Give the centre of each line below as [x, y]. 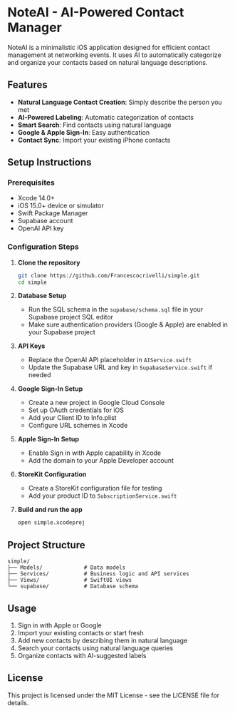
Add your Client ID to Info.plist [72, 418]
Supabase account [45, 221]
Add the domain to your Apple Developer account [101, 461]
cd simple [32, 282]
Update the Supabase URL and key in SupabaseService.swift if [120, 367]
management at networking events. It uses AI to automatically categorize [115, 55]
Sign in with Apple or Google [59, 625]
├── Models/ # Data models [67, 568]
